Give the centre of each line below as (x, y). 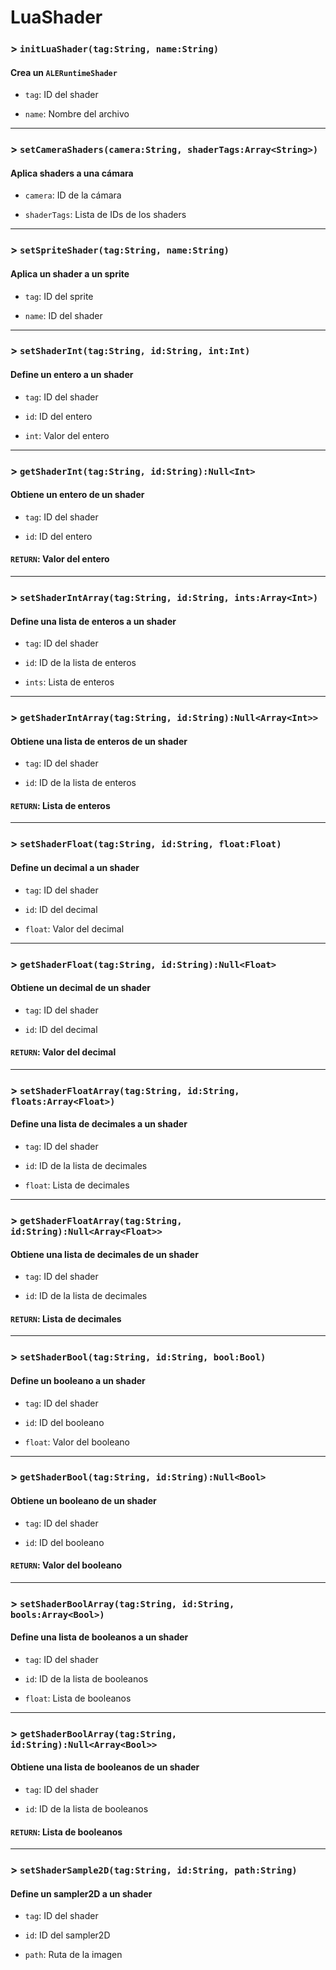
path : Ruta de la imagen (73, 1955)
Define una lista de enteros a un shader (93, 621)
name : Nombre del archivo (77, 114)
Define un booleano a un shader (78, 1380)
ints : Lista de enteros (69, 682)
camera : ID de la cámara (73, 195)
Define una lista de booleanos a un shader (99, 1637)
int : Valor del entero (67, 435)
